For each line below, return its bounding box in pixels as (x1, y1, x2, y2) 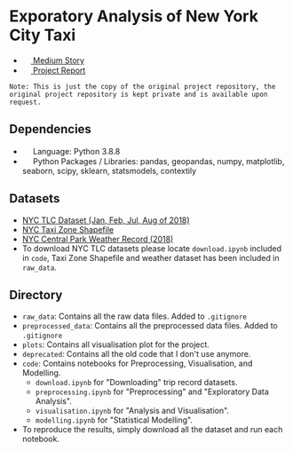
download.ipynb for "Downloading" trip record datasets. (35, 377, 238, 388)
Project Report (32, 65, 86, 75)
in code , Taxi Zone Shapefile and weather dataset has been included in (21, 252, 280, 263)
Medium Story (32, 55, 85, 66)
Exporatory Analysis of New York (9, 6, 259, 27)
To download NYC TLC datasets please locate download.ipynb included (21, 242, 282, 254)
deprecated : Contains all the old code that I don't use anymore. (21, 349, 251, 360)
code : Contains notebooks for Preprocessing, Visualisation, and (21, 358, 253, 369)
